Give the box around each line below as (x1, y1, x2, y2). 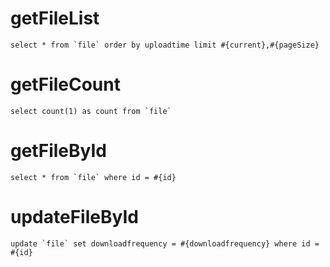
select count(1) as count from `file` (10, 106, 172, 116)
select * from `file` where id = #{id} (10, 172, 177, 182)
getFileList (10, 7, 100, 30)
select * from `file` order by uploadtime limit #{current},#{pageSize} (10, 40, 320, 50)
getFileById (10, 140, 107, 162)
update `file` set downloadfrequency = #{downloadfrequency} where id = (10, 238, 320, 249)
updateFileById (10, 206, 139, 228)
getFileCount (10, 73, 121, 96)
